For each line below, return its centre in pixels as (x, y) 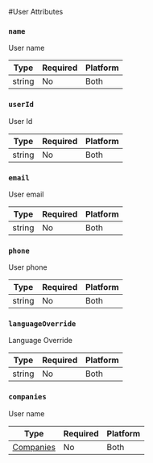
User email (26, 194)
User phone (28, 267)
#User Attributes (36, 12)
